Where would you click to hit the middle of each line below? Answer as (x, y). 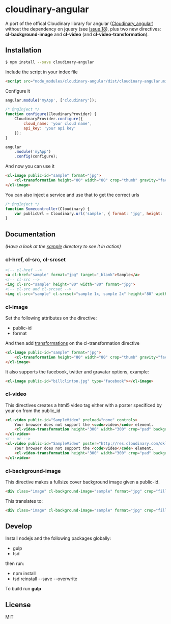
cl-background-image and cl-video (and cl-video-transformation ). (77, 34)
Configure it (18, 91)
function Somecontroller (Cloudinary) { (48, 209)
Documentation (31, 234)
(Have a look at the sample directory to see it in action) (63, 247)
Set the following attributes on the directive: (51, 318)
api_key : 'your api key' (50, 128)
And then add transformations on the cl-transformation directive (73, 343)
